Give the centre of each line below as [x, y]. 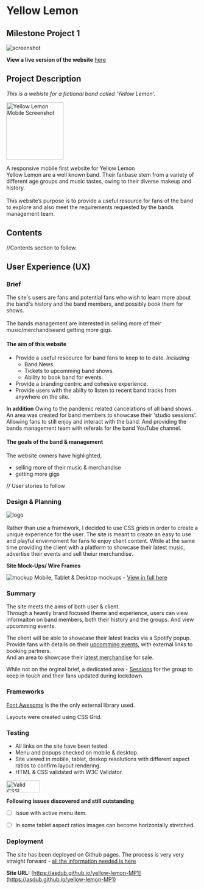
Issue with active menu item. [51, 813]
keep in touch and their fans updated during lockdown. [75, 676]
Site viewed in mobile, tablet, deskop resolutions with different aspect [102, 759]
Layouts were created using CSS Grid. [54, 717]
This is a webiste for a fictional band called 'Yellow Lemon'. [81, 94]
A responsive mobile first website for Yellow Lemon [71, 168]
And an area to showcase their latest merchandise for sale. [80, 657]
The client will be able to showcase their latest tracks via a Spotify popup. [99, 638]
